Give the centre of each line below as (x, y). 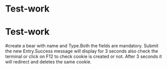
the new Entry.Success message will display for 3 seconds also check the (82, 51)
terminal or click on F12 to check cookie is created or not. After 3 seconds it (83, 56)
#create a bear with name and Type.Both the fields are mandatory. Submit (82, 46)
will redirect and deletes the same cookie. (48, 62)
